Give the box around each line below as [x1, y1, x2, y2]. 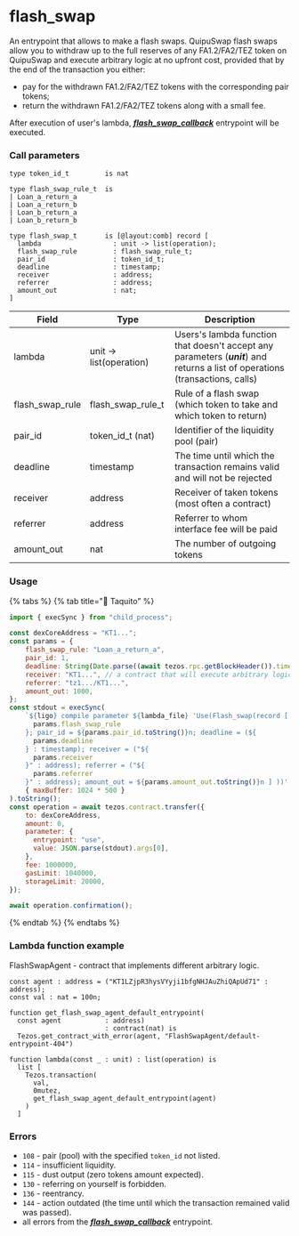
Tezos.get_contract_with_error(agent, [17, 1031, 162, 1040]
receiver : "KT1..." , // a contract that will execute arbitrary [25, 670, 269, 679]
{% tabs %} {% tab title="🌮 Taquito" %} [9, 595, 155, 606]
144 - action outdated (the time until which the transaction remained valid [21, 1197, 290, 1208]
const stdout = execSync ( [9, 703, 105, 713]
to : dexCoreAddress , [25, 811, 101, 820]
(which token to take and [174, 399, 279, 411]
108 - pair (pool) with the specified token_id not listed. [21, 1150, 221, 1160]
